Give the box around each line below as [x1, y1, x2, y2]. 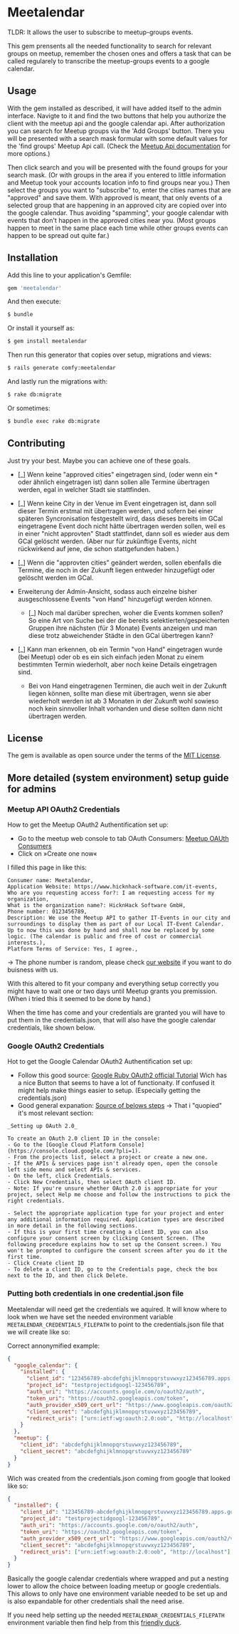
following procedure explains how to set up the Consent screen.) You [7, 1241, 221, 1248]
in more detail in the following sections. [7, 1222, 139, 1230]
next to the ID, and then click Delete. [7, 1272, 129, 1279]
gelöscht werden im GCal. [17, 573, 94, 582]
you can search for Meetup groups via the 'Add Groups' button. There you [7, 126, 225, 135]
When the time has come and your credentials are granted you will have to [7, 1008, 225, 1017]
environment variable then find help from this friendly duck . [7, 1618, 181, 1627]
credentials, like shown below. [7, 1023, 96, 1032]
